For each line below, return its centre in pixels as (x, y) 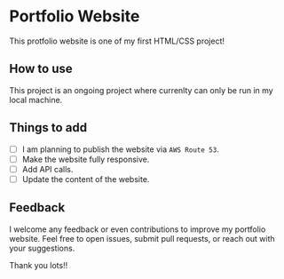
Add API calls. (47, 169)
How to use (41, 69)
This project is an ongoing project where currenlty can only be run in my (141, 90)
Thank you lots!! (39, 265)
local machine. (36, 100)
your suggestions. (42, 248)
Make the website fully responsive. (86, 159)
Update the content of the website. (86, 179)
